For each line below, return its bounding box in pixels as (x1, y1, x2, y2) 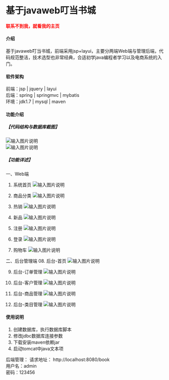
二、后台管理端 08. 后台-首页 (6, 258, 67, 264)
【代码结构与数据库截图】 (6, 124, 60, 130)
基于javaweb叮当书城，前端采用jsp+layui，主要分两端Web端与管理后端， (6, 48, 159, 54)
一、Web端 (6, 171, 29, 177)
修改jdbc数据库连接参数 (13, 332, 63, 339)
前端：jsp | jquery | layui (6, 86, 57, 92)
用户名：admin (6, 363, 37, 369)
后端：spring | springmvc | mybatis (6, 92, 80, 98)
